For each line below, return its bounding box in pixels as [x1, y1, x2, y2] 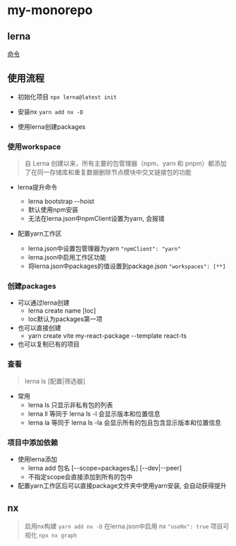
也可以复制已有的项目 [17, 340, 80, 348]
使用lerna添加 [17, 455, 58, 463]
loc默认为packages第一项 [27, 315, 103, 323]
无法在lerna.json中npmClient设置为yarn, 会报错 [27, 214, 165, 223]
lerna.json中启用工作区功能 [27, 253, 107, 262]
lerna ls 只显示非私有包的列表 [27, 401, 113, 409]
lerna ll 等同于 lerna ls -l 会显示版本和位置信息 [27, 409, 161, 418]
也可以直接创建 [17, 324, 61, 332]
